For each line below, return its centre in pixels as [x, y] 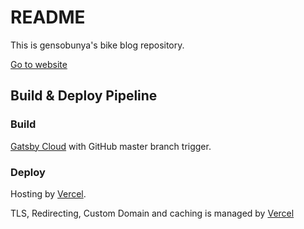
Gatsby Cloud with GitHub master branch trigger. [111, 146]
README [48, 17]
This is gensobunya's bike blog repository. [97, 45]
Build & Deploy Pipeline [84, 96]
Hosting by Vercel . [48, 193]
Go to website [39, 64]
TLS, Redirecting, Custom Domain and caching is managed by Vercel [152, 213]
